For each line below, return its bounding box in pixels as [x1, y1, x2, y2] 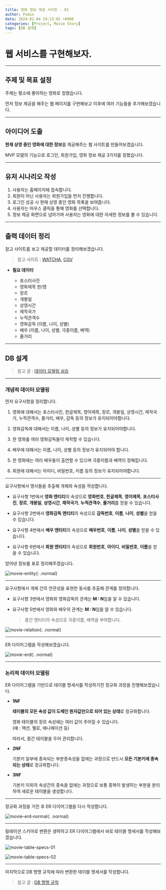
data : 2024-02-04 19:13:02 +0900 [5, 16, 74, 21]
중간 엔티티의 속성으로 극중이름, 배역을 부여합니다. [24, 617, 121, 623]
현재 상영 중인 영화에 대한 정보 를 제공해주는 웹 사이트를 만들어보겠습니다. [5, 141, 144, 147]
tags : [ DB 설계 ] [5, 26, 37, 31]
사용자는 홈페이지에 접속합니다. [12, 186, 73, 192]
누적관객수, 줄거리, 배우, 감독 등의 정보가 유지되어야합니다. [19, 415, 131, 421]
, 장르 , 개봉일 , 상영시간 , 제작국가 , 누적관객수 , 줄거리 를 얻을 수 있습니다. [16, 500, 152, 506]
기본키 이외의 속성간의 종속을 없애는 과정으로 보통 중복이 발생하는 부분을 [12, 782, 151, 788]
